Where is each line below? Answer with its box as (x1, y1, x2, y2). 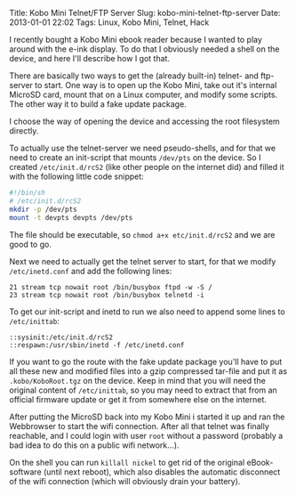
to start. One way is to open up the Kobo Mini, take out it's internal (35, 80, 277, 90)
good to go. (9, 239, 52, 249)
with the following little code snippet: (9, 171, 144, 182)
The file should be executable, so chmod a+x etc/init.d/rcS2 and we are (9, 229, 276, 239)
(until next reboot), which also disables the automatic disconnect (43, 467, 281, 477)
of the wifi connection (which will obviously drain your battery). (9, 475, 241, 486)
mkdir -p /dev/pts (9, 205, 77, 214)
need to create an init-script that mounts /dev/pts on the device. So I (9, 152, 261, 163)
